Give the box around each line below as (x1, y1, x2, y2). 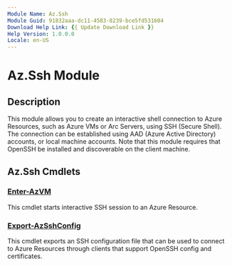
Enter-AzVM (7, 186, 51, 196)
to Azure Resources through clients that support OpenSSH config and (7, 245, 212, 253)
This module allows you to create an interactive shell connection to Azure (7, 115, 223, 123)
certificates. (7, 252, 43, 260)
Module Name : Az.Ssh (7, 10, 69, 18)
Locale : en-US (7, 37, 50, 44)
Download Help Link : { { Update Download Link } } (7, 23, 154, 31)
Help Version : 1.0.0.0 (7, 30, 75, 38)
